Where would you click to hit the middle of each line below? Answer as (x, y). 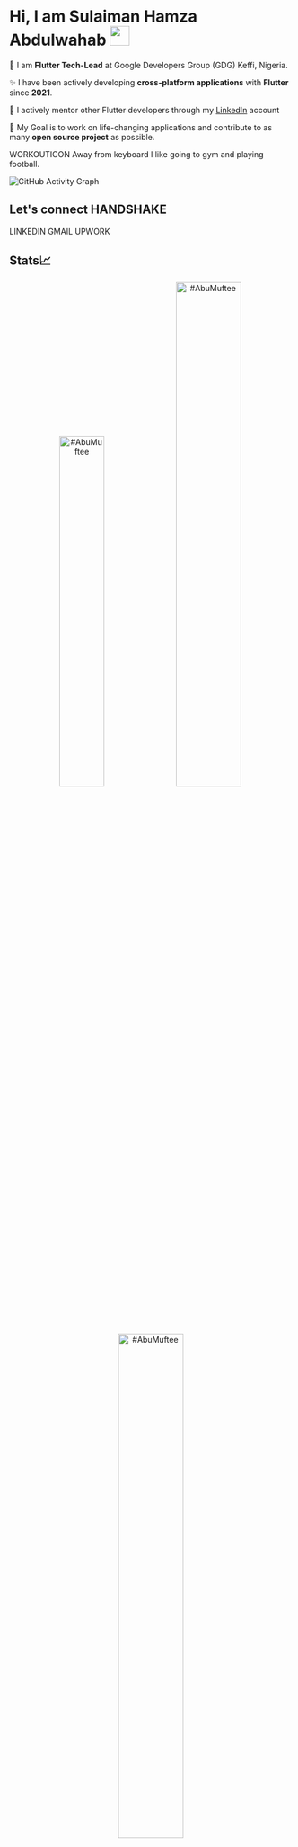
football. (25, 164)
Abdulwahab (58, 40)
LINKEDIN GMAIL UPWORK (60, 231)
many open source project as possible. (82, 137)
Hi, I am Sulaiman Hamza (103, 17)
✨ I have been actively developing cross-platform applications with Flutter (149, 82)
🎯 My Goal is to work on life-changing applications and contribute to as (140, 127)
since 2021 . (31, 93)
